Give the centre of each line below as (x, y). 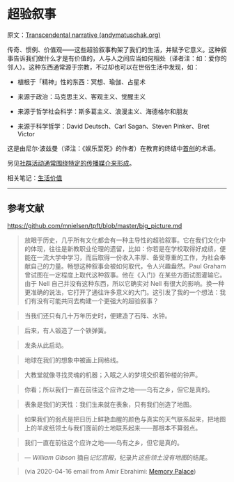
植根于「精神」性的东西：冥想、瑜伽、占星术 (81, 81)
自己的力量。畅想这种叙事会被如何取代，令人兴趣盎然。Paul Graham (128, 266)
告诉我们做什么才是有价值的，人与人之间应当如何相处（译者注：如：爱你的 (120, 58)
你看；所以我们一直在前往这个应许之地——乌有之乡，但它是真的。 (119, 389)
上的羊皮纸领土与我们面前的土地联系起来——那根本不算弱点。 (113, 428)
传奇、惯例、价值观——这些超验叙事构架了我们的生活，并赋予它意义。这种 (114, 49)
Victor (26, 134)
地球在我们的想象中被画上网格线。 (73, 360)
